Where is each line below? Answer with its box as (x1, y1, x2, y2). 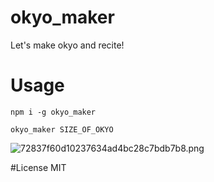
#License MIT (10, 161, 67, 173)
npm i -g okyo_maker (10, 107, 97, 117)
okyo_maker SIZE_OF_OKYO (10, 124, 114, 135)
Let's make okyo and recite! (10, 39, 125, 51)
